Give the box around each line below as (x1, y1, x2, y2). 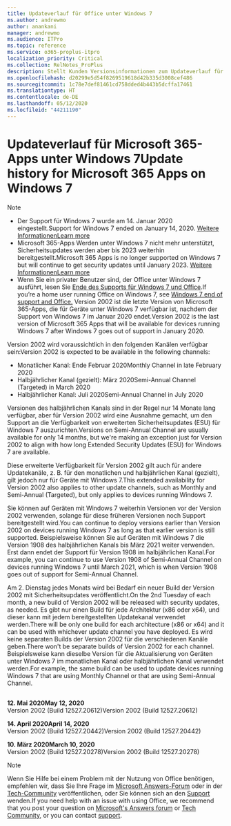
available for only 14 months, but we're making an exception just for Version (7, 433, 223, 441)
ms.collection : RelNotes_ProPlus (7, 62, 103, 68)
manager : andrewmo (7, 29, 60, 37)
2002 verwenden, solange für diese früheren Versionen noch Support (7, 511, 205, 519)
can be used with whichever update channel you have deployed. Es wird (7, 627, 213, 636)
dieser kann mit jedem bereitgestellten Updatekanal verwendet (7, 612, 186, 621)
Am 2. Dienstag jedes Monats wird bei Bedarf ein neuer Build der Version (7, 583, 215, 592)
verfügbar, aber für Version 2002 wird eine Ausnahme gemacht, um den (7, 411, 212, 419)
